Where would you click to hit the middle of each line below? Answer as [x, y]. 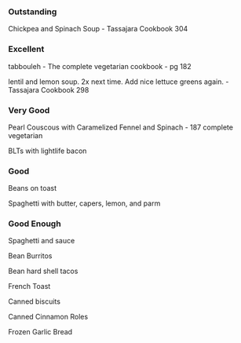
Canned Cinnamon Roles [48, 317]
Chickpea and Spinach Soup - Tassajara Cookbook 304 [98, 29]
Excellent [26, 49]
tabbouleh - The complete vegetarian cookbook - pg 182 [100, 66]
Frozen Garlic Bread [40, 332]
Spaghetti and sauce [42, 241]
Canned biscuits [35, 301]
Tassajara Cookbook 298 [49, 89]
